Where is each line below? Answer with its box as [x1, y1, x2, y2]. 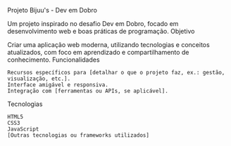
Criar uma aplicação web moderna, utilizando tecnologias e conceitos [7, 41, 210, 48]
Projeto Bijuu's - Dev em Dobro [7, 6, 97, 14]
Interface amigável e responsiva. [7, 81, 109, 88]
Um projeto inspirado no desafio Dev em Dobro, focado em [7, 20, 179, 27]
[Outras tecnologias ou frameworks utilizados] [7, 132, 150, 139]
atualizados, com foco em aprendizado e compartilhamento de [7, 48, 189, 56]
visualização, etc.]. [7, 75, 71, 82]
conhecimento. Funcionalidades [7, 55, 100, 64]
